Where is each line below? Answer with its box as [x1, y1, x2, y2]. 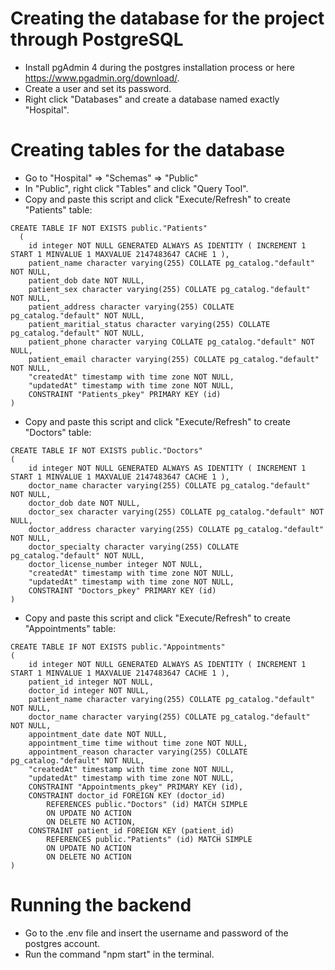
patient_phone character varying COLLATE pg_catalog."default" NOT [28, 337, 315, 347]
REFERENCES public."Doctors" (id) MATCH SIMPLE [46, 799, 248, 809]
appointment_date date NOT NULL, [28, 729, 168, 739]
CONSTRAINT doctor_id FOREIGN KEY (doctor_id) [28, 790, 226, 801]
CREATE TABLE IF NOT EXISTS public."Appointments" [10, 642, 226, 652]
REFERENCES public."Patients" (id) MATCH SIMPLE [46, 834, 253, 844]
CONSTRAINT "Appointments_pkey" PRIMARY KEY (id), [28, 782, 244, 792]
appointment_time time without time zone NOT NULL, [28, 738, 248, 748]
